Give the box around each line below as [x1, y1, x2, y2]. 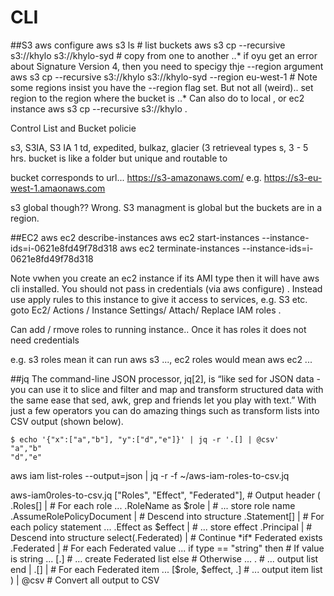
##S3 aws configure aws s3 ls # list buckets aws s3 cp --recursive [10, 39, 286, 51]
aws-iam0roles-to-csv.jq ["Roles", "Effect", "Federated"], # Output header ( [10, 489, 321, 501]
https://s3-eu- [263, 171, 323, 183]
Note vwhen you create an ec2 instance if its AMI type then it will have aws [10, 272, 320, 284]
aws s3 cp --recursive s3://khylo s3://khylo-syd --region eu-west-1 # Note [10, 71, 318, 83]
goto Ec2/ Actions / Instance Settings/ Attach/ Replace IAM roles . [10, 304, 282, 316]
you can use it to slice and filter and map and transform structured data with [10, 383, 324, 395]
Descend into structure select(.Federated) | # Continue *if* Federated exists [10, 531, 323, 543]
